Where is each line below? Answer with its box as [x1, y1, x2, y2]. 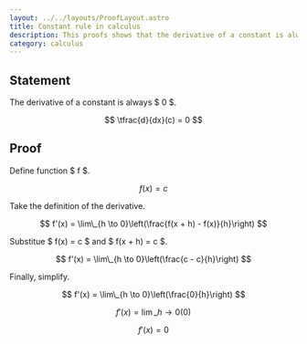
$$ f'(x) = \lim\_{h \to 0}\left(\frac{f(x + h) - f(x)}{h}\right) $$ [39, 218, 268, 229]
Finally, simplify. [9, 271, 70, 282]
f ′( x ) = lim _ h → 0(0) [115, 307, 192, 318]
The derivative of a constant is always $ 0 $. [9, 97, 176, 108]
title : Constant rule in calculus [9, 22, 142, 31]
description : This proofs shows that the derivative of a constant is [9, 30, 284, 39]
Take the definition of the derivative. [9, 200, 146, 211]
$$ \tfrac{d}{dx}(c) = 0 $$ [104, 115, 203, 126]
